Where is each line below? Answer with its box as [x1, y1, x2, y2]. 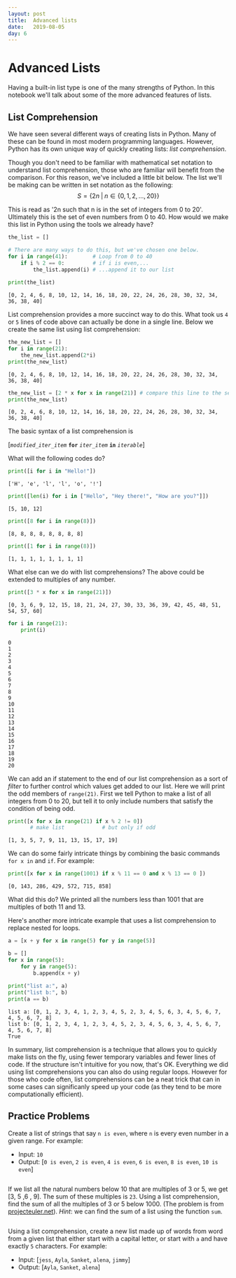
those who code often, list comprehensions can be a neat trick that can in [8, 1075, 221, 1083]
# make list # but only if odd [29, 824, 156, 831]
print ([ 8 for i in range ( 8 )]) [8, 518, 97, 525]
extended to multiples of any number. [8, 575, 116, 584]
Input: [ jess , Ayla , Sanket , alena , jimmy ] [18, 1255, 131, 1264]
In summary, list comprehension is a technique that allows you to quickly [8, 1046, 217, 1053]
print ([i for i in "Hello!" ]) [8, 468, 97, 475]
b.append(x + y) [33, 970, 81, 977]
